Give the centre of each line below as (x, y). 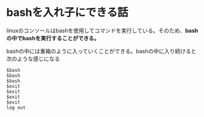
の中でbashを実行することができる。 (53, 38)
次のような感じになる (33, 58)
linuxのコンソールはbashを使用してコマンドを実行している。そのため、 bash (102, 30)
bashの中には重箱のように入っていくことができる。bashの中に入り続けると (101, 51)
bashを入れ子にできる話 (67, 12)
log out (16, 107)
